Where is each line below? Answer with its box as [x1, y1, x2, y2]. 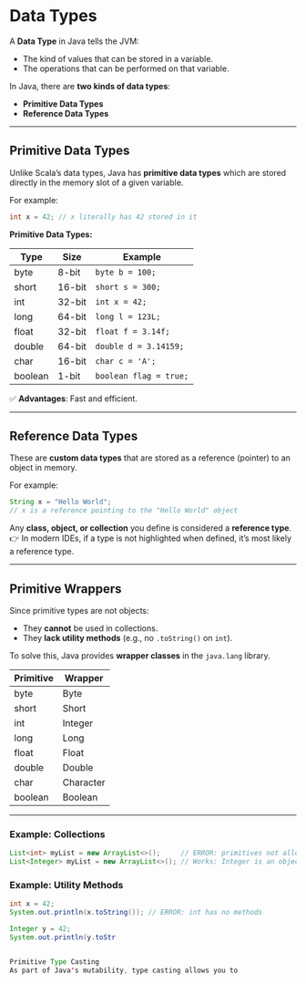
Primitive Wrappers [9, 581, 122, 596]
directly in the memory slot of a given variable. [9, 177, 184, 188]
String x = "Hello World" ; [9, 498, 112, 507]
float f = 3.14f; [95, 326, 170, 337]
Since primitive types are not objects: [9, 606, 149, 616]
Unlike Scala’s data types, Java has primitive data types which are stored [9, 167, 287, 178]
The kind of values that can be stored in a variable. [22, 53, 214, 64]
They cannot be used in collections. [22, 623, 158, 634]
